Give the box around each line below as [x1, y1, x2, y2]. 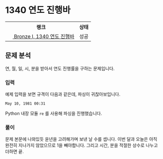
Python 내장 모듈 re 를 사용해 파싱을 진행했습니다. [5, 110, 102, 116]
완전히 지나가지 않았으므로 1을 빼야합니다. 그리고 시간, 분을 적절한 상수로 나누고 [5, 142, 158, 149]
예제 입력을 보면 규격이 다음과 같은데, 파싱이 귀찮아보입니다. [5, 91, 121, 97]
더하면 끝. [5, 149, 24, 155]
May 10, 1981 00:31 [5, 101, 46, 106]
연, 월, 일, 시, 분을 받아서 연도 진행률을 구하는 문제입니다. [5, 65, 115, 71]
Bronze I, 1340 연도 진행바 [14, 33, 75, 40]
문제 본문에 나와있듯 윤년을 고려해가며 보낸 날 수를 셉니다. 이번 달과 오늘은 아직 [5, 136, 158, 142]
